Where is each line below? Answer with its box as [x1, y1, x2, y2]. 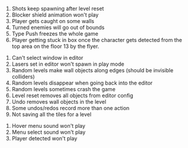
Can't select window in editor [11, 54, 84, 61]
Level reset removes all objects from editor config [11, 92, 133, 99]
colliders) [11, 73, 35, 80]
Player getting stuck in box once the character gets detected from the [11, 37, 183, 43]
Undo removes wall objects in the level [11, 98, 107, 105]
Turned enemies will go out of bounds [11, 24, 105, 31]
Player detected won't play [11, 135, 78, 141]
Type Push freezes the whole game [11, 30, 99, 37]
